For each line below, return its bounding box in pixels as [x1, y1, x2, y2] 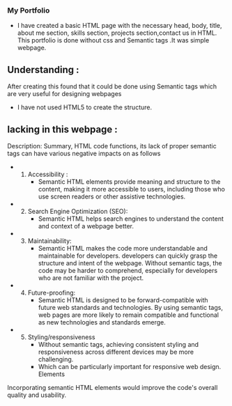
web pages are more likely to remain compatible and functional [38, 311, 219, 319]
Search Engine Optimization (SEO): [27, 207, 128, 215]
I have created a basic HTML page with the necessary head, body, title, [17, 22, 222, 30]
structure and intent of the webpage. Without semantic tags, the [38, 258, 222, 267]
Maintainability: [27, 236, 72, 245]
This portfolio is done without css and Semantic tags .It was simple [17, 36, 210, 45]
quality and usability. [7, 391, 67, 399]
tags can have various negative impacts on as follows [7, 149, 161, 157]
